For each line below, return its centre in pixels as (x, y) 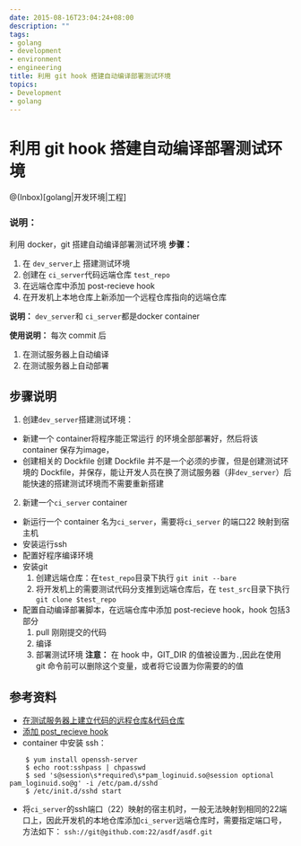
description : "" (39, 26)
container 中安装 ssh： (64, 743)
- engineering (36, 68)
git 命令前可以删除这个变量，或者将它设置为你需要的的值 (140, 666)
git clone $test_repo (76, 600)
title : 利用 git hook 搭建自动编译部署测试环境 (90, 76)
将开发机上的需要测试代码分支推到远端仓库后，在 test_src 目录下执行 (163, 589)
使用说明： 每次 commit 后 (58, 335)
